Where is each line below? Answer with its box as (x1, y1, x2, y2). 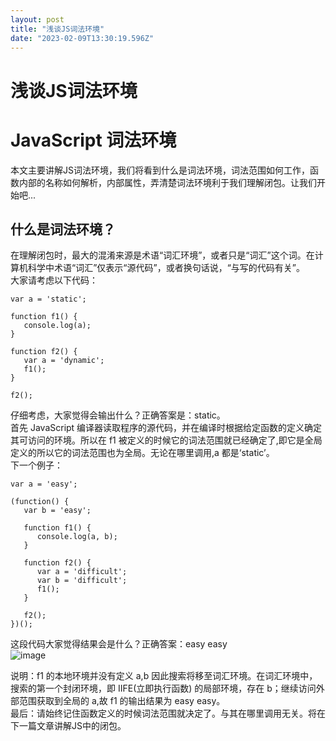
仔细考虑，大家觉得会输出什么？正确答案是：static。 (10, 409, 226, 421)
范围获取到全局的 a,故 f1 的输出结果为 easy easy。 (18, 695, 226, 707)
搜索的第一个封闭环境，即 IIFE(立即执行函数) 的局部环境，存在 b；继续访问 (10, 682, 317, 695)
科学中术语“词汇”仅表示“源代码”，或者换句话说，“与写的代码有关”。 (27, 262, 305, 274)
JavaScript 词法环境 (10, 129, 177, 151)
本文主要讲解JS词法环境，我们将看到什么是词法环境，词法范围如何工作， (10, 164, 310, 176)
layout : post (10, 14, 65, 25)
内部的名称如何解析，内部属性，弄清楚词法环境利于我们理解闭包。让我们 (18, 176, 317, 188)
